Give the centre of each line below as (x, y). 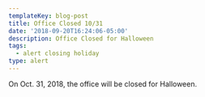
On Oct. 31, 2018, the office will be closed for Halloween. (102, 84)
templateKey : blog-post (49, 16)
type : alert (28, 61)
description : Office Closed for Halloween (81, 38)
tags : (17, 46)
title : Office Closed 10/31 (56, 23)
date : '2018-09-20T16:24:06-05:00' (68, 31)
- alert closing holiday (58, 53)
